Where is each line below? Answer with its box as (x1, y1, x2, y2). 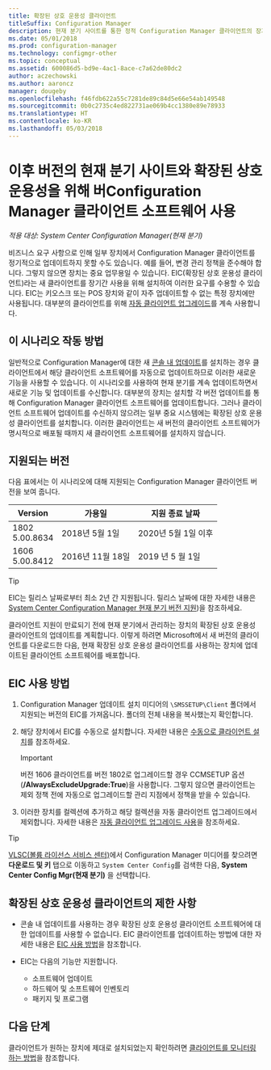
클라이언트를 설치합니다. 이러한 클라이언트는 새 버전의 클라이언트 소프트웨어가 (16, 418, 261, 428)
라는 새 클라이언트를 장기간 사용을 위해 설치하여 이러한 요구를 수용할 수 (23, 278, 246, 288)
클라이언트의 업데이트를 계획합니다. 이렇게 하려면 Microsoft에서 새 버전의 (8, 630, 238, 640)
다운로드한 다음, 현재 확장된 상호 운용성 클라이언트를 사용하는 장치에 (29, 640, 244, 651)
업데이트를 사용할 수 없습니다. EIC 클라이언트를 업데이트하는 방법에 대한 (28, 929, 253, 938)
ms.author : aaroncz (8, 79, 74, 87)
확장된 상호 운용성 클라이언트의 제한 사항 (8, 896, 197, 910)
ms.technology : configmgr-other (8, 49, 117, 57)
